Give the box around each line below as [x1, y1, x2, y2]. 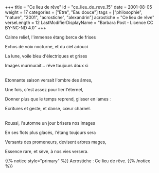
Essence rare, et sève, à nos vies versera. [5, 149, 88, 154]
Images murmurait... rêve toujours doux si [5, 63, 88, 68]
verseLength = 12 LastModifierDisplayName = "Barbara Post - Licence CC [5, 19, 154, 25]
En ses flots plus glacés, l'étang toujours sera [5, 130, 96, 135]
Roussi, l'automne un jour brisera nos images [5, 120, 96, 126]
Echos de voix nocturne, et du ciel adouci [5, 44, 88, 49]
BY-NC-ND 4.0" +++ [5, 25, 47, 31]
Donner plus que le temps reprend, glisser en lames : [5, 96, 111, 102]
